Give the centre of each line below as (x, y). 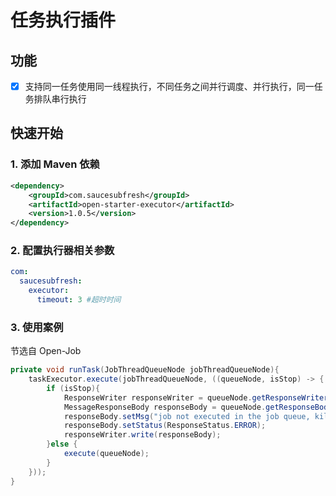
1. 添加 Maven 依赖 (55, 164)
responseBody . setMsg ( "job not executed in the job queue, (187, 416)
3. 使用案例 (37, 327)
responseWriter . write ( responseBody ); (142, 435)
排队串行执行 (60, 99)
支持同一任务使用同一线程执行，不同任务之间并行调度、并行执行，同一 (169, 86)
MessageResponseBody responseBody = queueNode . (165, 407)
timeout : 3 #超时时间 (79, 300)
